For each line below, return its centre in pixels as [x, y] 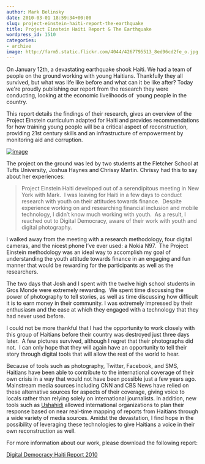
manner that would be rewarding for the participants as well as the [90, 265]
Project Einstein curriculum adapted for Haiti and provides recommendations [103, 120]
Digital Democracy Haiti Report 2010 [52, 454]
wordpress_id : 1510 [31, 35]
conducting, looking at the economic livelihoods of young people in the [97, 95]
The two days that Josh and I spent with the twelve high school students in [101, 283]
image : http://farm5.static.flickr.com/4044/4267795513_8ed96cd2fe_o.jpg [102, 52]
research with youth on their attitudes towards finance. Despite [102, 201]
